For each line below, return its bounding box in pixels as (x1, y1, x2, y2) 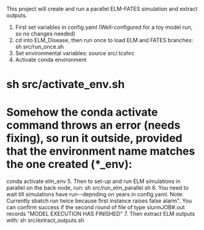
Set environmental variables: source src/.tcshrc (15, 50, 135, 57)
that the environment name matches (6, 144, 195, 158)
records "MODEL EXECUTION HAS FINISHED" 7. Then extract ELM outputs (6, 210, 195, 218)
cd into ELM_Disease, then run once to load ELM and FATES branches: (15, 37, 194, 43)
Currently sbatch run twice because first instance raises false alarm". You (6, 197, 192, 204)
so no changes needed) (15, 30, 75, 37)
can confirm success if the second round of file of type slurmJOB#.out (6, 204, 185, 211)
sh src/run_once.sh (15, 43, 64, 50)
